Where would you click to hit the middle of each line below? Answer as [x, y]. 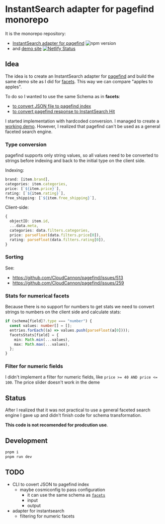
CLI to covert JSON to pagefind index [51, 484]
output [34, 505]
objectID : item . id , [30, 221]
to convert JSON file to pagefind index [52, 106]
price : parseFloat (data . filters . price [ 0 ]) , [55, 235]
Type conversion [26, 144]
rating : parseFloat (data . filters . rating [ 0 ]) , [58, 240]
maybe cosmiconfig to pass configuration [62, 490]
